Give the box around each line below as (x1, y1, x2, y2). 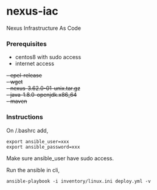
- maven (6, 97, 27, 105)
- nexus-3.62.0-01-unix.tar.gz (6, 85, 81, 92)
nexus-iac (6, 4, 59, 18)
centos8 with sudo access (15, 54, 82, 61)
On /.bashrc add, (6, 127, 49, 134)
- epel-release (6, 72, 43, 79)
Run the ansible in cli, (6, 166, 60, 174)
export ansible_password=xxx (6, 144, 80, 150)
